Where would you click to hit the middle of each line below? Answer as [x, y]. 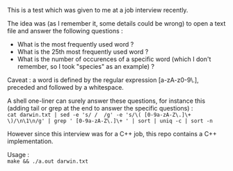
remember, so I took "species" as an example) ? [86, 66]
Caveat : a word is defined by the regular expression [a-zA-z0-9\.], [103, 80]
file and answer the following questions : [65, 31]
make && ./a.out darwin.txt [48, 161]
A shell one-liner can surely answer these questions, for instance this [106, 101]
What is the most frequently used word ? [75, 44]
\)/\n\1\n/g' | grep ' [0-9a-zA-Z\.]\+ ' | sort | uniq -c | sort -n [110, 121]
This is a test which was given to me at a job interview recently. [98, 10]
